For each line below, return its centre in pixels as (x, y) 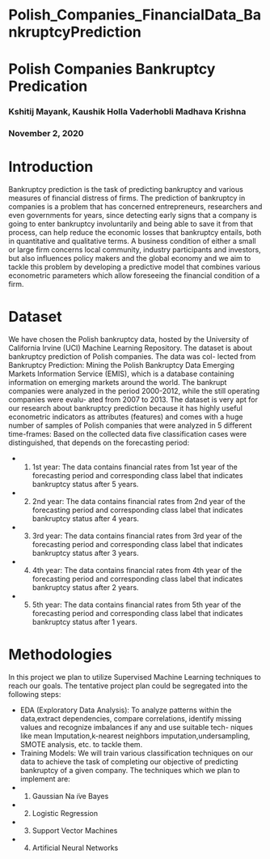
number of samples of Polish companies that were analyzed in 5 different (130, 425)
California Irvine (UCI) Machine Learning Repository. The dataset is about (131, 348)
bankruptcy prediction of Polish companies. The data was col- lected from (132, 357)
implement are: (45, 779)
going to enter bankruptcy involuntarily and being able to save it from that (131, 224)
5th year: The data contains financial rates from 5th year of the (137, 605)
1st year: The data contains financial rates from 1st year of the (135, 467)
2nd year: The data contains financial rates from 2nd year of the (139, 502)
